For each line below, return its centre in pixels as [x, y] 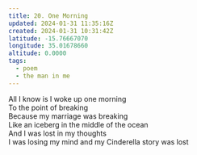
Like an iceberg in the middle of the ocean [78, 124]
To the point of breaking [48, 107]
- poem [27, 69]
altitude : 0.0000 [38, 53]
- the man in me [43, 76]
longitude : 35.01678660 [48, 46]
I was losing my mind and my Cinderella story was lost [98, 141]
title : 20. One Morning [48, 16]
